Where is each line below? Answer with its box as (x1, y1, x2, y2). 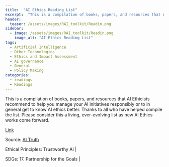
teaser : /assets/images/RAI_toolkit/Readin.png (10, 21, 112, 27)
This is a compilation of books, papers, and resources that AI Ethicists (5, 96, 150, 102)
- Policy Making (10, 68, 44, 73)
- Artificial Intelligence (10, 45, 66, 50)
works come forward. (5, 117, 50, 123)
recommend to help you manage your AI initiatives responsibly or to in (5, 101, 150, 107)
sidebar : (5, 26, 24, 31)
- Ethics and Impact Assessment (10, 54, 78, 59)
